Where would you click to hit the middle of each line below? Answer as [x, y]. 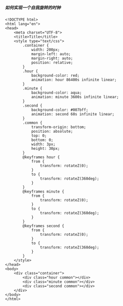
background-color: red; [55, 75]
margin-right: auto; [52, 58]
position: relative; [52, 62]
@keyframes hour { [41, 157]
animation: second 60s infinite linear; [73, 114]
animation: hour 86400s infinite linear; [74, 80]
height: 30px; [45, 148]
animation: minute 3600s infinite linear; [75, 97]
